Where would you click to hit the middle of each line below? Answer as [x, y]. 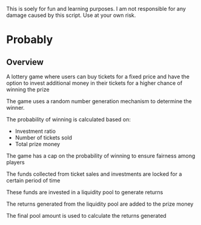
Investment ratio [35, 131]
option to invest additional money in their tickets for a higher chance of [94, 83]
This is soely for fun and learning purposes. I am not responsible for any [96, 9]
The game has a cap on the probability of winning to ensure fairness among [101, 156]
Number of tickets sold [44, 138]
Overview [25, 62]
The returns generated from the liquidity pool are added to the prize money [100, 204]
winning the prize [28, 89]
